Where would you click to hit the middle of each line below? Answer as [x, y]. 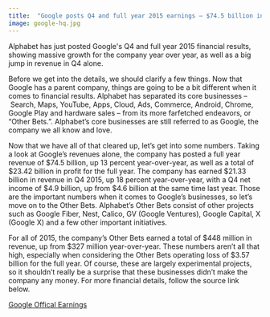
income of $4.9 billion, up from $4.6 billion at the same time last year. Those [134, 188]
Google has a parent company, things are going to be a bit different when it [133, 87]
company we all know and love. [60, 130]
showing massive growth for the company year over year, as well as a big [130, 55]
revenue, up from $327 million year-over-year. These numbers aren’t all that [134, 246]
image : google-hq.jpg [45, 23]
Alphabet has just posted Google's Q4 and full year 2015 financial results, [130, 46]
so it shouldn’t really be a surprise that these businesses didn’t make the [128, 272]
